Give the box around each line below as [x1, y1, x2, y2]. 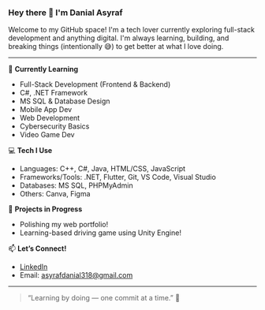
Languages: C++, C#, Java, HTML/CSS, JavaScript [19, 164, 186, 174]
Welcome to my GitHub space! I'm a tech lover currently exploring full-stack [8, 25, 255, 35]
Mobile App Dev [19, 105, 73, 114]
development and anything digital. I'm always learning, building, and [8, 33, 230, 43]
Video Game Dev [19, 130, 75, 140]
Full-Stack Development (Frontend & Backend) [19, 80, 171, 89]
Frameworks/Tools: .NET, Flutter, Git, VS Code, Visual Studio [19, 173, 217, 182]
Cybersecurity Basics [19, 121, 90, 131]
